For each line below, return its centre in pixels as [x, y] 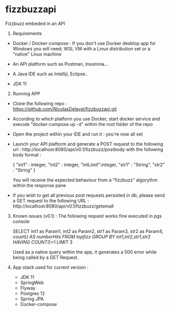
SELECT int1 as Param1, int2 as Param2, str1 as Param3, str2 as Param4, [88, 231]
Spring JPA [32, 299]
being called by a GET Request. [46, 257]
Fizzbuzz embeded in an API [35, 23]
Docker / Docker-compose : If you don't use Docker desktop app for [84, 43]
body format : [27, 154]
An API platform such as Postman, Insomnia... [60, 64]
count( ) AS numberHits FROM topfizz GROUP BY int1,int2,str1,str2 [82, 237]
